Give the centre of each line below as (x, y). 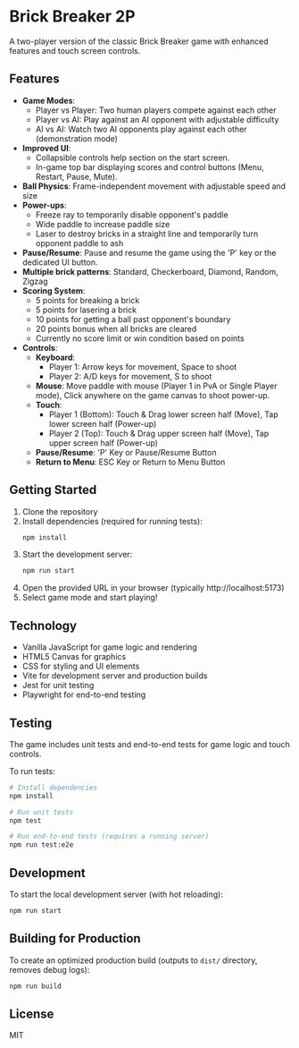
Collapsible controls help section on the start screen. (133, 158)
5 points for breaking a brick (87, 300)
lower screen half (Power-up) (103, 423)
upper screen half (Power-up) (104, 443)
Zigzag (35, 281)
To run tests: (32, 771)
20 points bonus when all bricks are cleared (116, 328)
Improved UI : (46, 148)
